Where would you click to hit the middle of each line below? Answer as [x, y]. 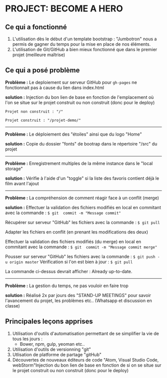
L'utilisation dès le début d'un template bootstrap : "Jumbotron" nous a [84, 39]
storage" [14, 168]
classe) [13, 305]
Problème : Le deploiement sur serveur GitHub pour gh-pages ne [71, 82]
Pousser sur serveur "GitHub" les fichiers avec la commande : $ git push [80, 256]
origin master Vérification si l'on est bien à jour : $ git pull [71, 262]
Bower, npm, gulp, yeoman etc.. [52, 344]
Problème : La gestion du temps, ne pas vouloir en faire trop [67, 286]
